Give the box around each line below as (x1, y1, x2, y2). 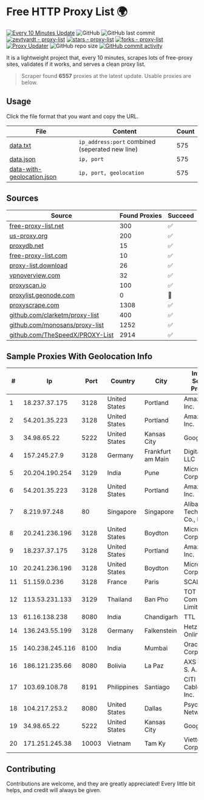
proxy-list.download (9, 261, 68, 270)
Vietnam (107, 739, 131, 748)
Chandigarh (144, 613, 178, 621)
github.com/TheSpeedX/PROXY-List (9, 330, 114, 339)
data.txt (9, 141, 32, 149)
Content (112, 127, 137, 135)
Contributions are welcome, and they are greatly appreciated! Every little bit (6, 780, 195, 787)
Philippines (107, 683, 139, 691)
